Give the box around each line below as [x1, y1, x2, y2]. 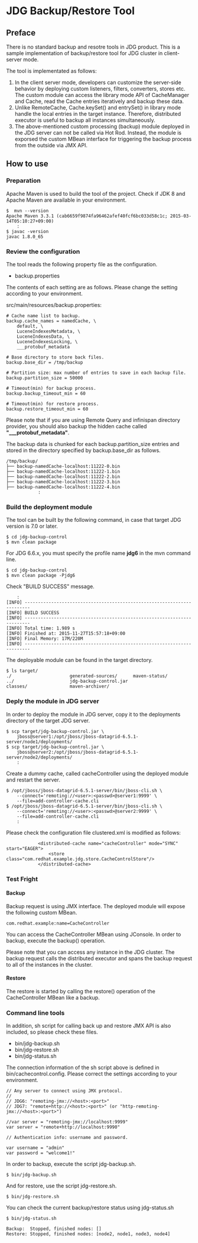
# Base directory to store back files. [6, 354, 105, 360]
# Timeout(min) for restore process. [6, 401, 99, 406]
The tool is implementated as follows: [6, 67, 97, 75]
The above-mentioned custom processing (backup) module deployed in [14, 123, 190, 130]
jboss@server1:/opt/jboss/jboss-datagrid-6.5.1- [17, 734, 139, 740]
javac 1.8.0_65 [6, 234, 44, 240]
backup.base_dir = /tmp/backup [6, 359, 83, 365]
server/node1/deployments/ [6, 738, 73, 745]
